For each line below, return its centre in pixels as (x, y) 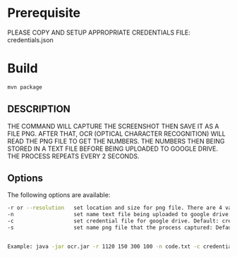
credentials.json (31, 39)
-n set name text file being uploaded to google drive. (120, 215)
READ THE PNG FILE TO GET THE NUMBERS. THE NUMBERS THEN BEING (116, 141)
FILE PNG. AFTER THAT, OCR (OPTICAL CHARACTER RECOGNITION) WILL (116, 133)
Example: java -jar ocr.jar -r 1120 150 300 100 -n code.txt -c (104, 246)
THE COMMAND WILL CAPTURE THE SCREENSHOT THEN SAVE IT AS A (114, 126)
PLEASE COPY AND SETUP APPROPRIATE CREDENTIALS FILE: (99, 32)
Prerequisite (44, 13)
